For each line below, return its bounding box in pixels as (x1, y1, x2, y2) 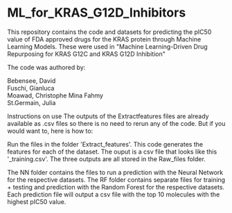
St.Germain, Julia (7, 98, 56, 106)
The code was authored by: (7, 63, 86, 71)
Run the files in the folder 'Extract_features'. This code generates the (7, 140, 203, 148)
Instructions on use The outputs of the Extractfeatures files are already (7, 112, 209, 120)
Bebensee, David (7, 76, 56, 84)
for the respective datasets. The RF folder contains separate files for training (7, 175, 226, 184)
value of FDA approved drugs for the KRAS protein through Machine (7, 35, 202, 43)
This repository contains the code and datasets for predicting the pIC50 (7, 28, 212, 36)
